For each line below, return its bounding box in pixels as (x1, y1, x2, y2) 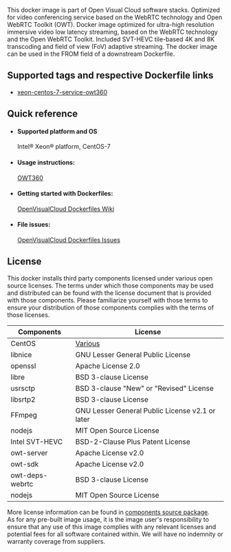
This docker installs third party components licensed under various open (7, 274, 213, 282)
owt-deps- (10, 470, 48, 480)
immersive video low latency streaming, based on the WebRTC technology (7, 28, 218, 36)
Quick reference (7, 108, 78, 120)
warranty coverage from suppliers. (7, 537, 105, 545)
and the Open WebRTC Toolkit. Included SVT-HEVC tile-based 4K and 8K (7, 35, 215, 43)
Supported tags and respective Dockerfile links (7, 70, 214, 81)
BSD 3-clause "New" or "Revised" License (75, 383, 214, 393)
